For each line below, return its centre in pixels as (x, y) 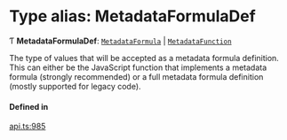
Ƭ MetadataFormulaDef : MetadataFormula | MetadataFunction (121, 41)
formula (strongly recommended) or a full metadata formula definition (136, 76)
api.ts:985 (28, 127)
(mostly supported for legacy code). (75, 86)
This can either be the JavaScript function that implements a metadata (138, 67)
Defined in (29, 106)
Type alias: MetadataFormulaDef (132, 16)
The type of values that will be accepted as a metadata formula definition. (144, 58)
